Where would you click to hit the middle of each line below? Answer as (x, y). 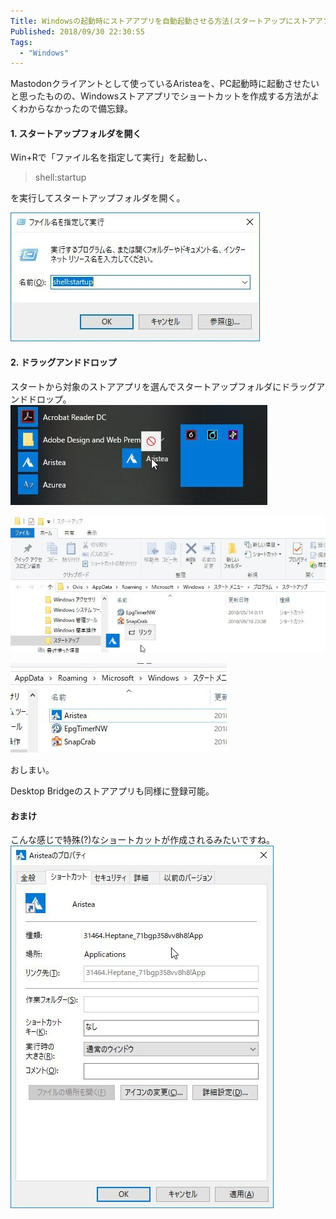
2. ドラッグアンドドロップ (63, 362)
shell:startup (60, 177)
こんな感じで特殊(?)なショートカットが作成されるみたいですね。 (142, 840)
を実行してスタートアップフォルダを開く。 (98, 198)
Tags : (21, 42)
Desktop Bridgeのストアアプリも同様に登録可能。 (112, 791)
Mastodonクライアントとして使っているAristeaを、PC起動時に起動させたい (165, 84)
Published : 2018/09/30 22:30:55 (77, 31)
